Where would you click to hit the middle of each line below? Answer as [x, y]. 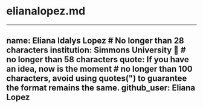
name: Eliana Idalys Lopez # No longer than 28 [95, 41]
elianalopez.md [46, 11]
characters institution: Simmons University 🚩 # [96, 50]
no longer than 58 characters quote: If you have [98, 59]
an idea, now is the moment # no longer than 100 [99, 69]
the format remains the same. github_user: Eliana [101, 88]
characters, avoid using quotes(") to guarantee [97, 79]
